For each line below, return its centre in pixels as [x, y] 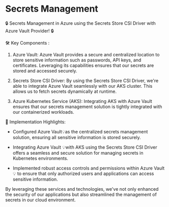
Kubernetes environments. [40, 158]
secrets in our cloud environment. [41, 200]
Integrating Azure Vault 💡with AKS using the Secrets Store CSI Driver [85, 147]
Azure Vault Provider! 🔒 [30, 30]
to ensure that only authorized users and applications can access [86, 174]
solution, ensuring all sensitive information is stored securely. [77, 137]
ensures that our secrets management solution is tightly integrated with [87, 107]
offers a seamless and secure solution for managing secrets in [78, 153]
